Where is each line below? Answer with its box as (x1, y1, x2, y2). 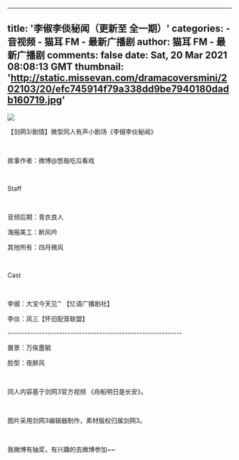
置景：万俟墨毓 (7, 343, 51, 352)
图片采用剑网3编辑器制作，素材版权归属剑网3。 (7, 416, 147, 424)
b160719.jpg (7, 94, 63, 107)
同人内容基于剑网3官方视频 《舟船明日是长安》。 (7, 387, 147, 395)
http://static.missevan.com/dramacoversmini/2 (10, 72, 228, 84)
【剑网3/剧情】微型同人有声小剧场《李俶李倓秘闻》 (7, 127, 157, 136)
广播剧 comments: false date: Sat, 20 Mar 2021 (16, 49, 228, 61)
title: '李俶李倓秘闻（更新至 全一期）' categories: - (7, 23, 230, 35)
